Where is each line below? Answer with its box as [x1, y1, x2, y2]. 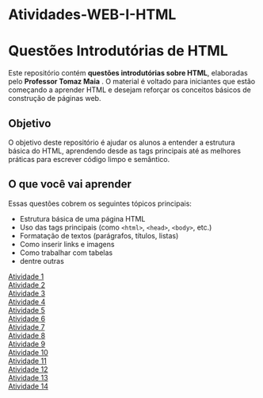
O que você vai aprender [8, 177, 132, 191]
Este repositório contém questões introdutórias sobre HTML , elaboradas [8, 68, 248, 78]
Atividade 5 [8, 305, 46, 315]
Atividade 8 [8, 330, 46, 340]
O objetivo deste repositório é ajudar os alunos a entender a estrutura [8, 137, 235, 147]
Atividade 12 [8, 364, 48, 374]
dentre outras [19, 256, 65, 265]
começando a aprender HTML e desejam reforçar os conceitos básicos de [8, 85, 251, 95]
